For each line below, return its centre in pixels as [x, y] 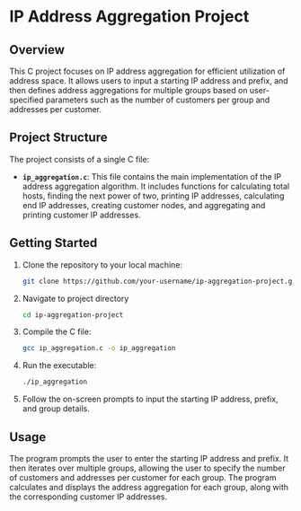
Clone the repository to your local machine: [102, 264]
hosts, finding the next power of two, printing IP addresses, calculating [153, 196]
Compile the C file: [57, 332]
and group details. [56, 409]
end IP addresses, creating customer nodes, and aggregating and [144, 205]
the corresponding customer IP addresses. [89, 497]
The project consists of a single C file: [80, 159]
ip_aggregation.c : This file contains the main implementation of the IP [151, 176]
